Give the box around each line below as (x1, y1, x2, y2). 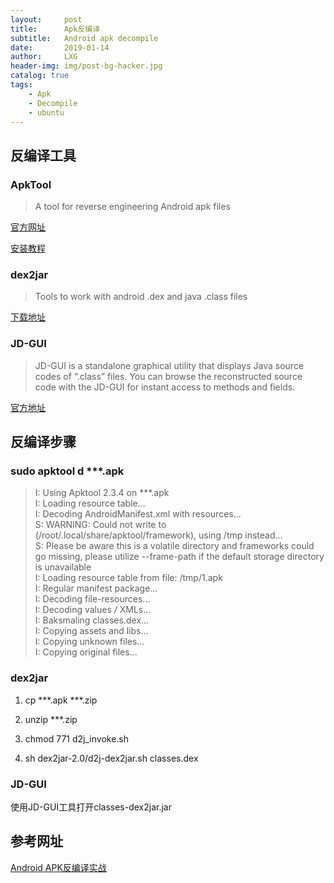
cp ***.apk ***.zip (24, 694, 98, 706)
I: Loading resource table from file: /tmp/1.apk (34, 572, 223, 584)
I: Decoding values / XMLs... (34, 604, 152, 616)
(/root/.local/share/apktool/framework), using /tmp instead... (34, 529, 283, 541)
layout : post (10, 14, 83, 25)
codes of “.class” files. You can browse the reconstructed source (34, 370, 303, 382)
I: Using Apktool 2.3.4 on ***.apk (34, 487, 170, 499)
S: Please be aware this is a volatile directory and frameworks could (34, 540, 315, 552)
